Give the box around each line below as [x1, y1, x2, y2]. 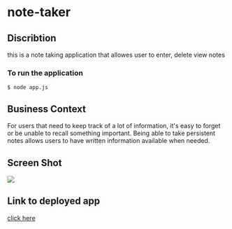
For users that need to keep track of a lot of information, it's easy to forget [7, 122, 221, 130]
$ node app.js [7, 84, 49, 91]
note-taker [7, 4, 71, 20]
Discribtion [7, 32, 57, 44]
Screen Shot [7, 157, 62, 169]
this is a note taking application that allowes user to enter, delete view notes [7, 50, 226, 59]
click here [7, 214, 36, 222]
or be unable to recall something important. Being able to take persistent [7, 129, 215, 137]
